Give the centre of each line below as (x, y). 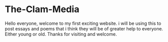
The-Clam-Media (42, 9)
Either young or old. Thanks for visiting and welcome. (61, 34)
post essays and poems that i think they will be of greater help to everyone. (84, 28)
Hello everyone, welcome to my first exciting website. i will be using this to (83, 23)
